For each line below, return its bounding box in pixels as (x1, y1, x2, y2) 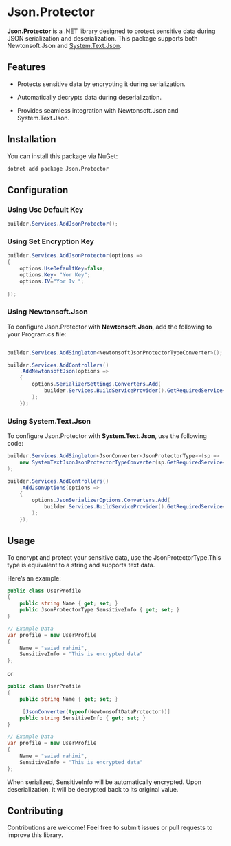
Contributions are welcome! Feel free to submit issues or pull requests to (7, 823, 213, 832)
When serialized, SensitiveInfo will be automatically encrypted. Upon (7, 778, 201, 786)
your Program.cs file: (7, 329, 67, 338)
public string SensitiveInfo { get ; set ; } (19, 715, 146, 722)
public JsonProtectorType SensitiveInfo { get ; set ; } (19, 607, 180, 614)
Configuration (7, 184, 69, 196)
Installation (7, 133, 56, 145)
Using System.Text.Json (7, 416, 91, 426)
